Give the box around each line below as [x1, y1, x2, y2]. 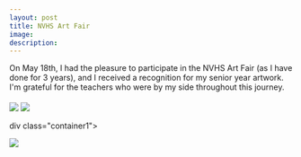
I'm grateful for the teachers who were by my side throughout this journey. [9, 82, 285, 92]
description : [9, 38, 58, 48]
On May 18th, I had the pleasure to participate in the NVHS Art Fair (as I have [9, 63, 293, 74]
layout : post [9, 13, 58, 22]
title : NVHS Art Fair [9, 22, 91, 31]
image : [9, 30, 34, 39]
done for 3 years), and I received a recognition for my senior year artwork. [9, 73, 285, 83]
